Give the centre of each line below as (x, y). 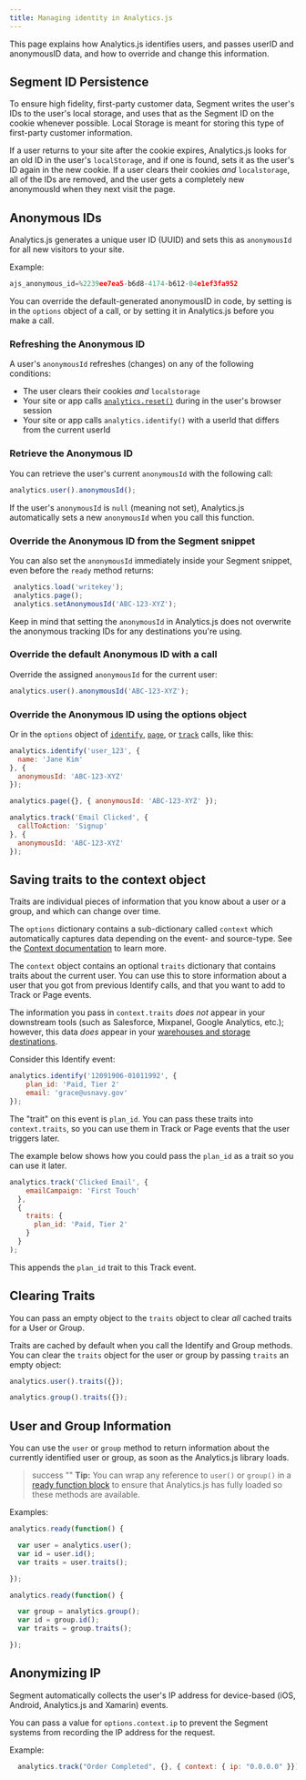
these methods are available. (86, 1495)
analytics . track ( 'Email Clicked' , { (79, 818)
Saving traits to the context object (108, 880)
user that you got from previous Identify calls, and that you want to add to (148, 985)
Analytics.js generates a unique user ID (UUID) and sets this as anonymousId (151, 240)
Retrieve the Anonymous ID (71, 453)
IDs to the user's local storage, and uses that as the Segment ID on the (142, 114)
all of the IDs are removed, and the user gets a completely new (127, 179)
